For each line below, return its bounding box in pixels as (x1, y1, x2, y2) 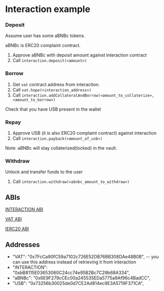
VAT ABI (5, 216, 22, 222)
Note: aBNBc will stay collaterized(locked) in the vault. (5, 145, 117, 151)
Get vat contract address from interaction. (12, 81, 100, 87)
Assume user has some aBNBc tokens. (5, 33, 85, 39)
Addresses (5, 240, 40, 249)
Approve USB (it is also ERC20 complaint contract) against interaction (12, 130, 157, 136)
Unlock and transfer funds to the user (5, 169, 83, 175)
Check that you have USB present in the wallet (5, 106, 101, 112)
